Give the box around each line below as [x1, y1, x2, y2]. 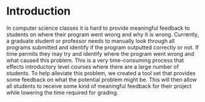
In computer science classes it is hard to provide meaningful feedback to [6, 24, 190, 32]
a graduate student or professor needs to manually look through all [6, 37, 175, 44]
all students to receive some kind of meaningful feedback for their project [6, 82, 192, 89]
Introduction [6, 4, 71, 18]
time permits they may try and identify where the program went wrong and [6, 50, 195, 57]
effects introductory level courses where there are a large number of [6, 63, 179, 70]
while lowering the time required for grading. [6, 89, 119, 96]
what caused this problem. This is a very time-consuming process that [6, 56, 184, 64]
